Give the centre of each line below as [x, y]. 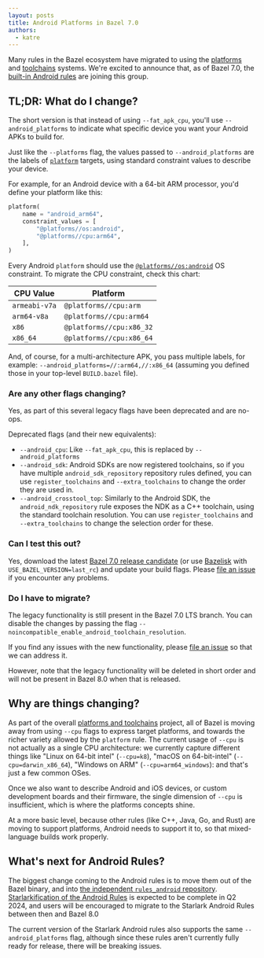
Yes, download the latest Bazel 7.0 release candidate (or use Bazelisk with [128, 561]
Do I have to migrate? [49, 598]
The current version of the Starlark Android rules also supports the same [126, 929]
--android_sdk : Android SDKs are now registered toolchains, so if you [132, 465]
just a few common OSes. [50, 772]
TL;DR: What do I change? [73, 101]
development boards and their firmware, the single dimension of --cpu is [125, 796]
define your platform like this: [55, 193]
